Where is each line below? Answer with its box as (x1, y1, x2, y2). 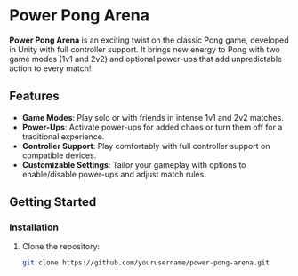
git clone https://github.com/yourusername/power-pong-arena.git (21, 258, 270, 267)
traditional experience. (21, 130, 105, 142)
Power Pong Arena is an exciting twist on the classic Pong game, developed (9, 35, 289, 45)
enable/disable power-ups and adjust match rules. (21, 169, 206, 179)
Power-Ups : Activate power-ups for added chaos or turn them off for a (21, 122, 283, 132)
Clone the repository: (21, 241, 101, 252)
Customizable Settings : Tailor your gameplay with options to (21, 159, 246, 170)
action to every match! (9, 63, 92, 74)
